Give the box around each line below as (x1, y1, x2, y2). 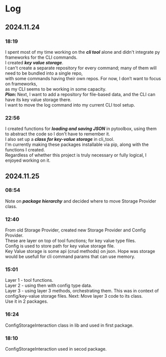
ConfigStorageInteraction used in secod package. (5, 346, 107, 352)
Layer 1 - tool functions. (5, 277, 54, 283)
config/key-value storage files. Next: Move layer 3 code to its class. (5, 293, 143, 299)
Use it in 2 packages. (5, 298, 49, 304)
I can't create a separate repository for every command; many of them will (5, 65, 157, 71)
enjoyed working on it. (5, 157, 51, 163)
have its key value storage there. (5, 97, 72, 103)
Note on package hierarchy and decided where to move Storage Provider (5, 198, 157, 204)
